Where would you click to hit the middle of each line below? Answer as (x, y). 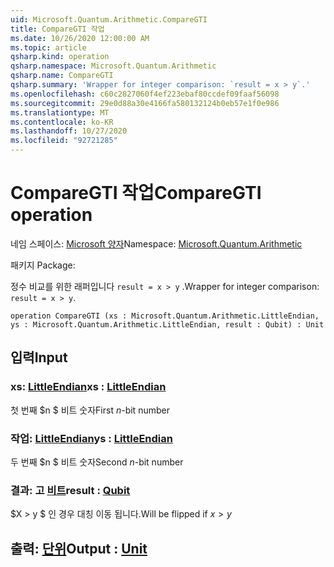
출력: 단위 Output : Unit (79, 548)
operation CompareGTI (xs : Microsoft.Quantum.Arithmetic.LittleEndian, (165, 316)
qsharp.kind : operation (60, 57)
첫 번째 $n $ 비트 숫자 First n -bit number (90, 410)
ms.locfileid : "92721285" (64, 141)
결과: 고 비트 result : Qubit (70, 490)
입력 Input (39, 357)
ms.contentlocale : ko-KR (62, 122)
